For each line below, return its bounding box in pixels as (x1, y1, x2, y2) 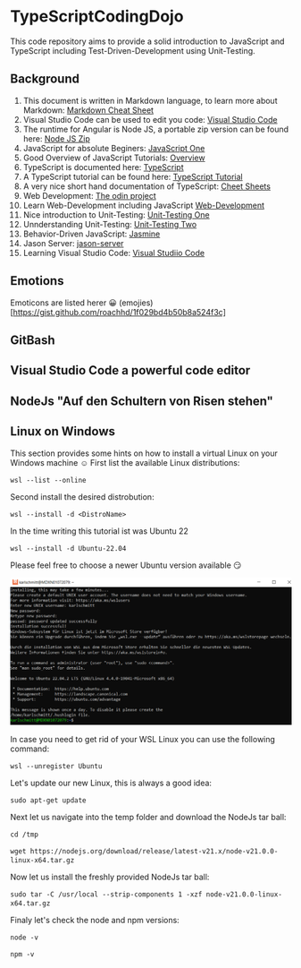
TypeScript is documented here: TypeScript (22, 161, 184, 172)
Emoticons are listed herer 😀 (10, 297, 117, 308)
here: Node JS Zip (22, 133, 90, 144)
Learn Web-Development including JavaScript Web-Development (22, 200, 265, 210)
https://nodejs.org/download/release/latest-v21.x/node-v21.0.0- (29, 846, 279, 856)
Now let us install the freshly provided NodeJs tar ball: (10, 871, 210, 882)
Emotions (10, 273, 64, 288)
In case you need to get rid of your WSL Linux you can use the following (10, 733, 276, 744)
